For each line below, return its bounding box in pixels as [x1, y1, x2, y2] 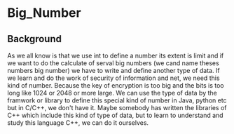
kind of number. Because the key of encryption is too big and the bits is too [7, 81, 224, 89]
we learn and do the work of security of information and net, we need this [7, 74, 220, 82]
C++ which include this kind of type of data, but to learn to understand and [7, 111, 223, 119]
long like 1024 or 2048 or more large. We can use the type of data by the [7, 89, 217, 97]
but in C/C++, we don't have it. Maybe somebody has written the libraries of [7, 104, 227, 112]
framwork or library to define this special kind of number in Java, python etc [7, 96, 227, 105]
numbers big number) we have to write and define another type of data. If [7, 67, 220, 74]
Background [7, 33, 62, 45]
